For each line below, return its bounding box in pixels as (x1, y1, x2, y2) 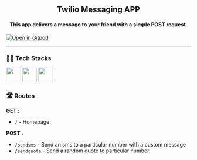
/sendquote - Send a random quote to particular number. (14, 147, 151, 154)
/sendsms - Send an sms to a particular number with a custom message (14, 141, 186, 148)
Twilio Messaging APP (56, 5, 141, 15)
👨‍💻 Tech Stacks (6, 54, 52, 62)
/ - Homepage (14, 119, 50, 126)
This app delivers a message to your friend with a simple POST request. (9, 20, 188, 28)
